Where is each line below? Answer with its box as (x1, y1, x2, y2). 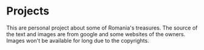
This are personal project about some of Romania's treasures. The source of (6, 24, 198, 31)
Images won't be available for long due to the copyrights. (6, 37, 149, 44)
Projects (6, 4, 50, 18)
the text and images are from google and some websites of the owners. (6, 30, 186, 37)
